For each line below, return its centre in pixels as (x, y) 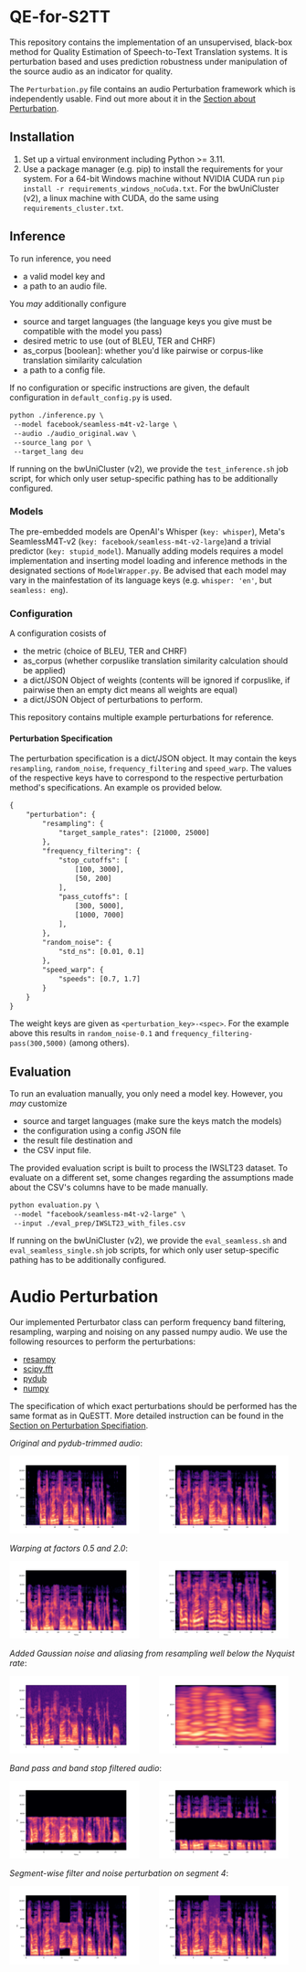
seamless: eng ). (39, 589)
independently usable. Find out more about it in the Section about (132, 99)
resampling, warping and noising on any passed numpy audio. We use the (148, 1332)
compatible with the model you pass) (92, 331)
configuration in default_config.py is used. (91, 397)
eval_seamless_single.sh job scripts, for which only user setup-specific (144, 1250)
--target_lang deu (48, 451)
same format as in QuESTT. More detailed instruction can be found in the (147, 1416)
